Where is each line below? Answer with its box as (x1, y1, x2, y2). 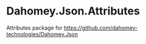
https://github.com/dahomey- (63, 24, 138, 31)
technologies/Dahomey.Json (6, 30, 78, 37)
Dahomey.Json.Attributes (6, 4, 140, 18)
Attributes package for (6, 24, 63, 31)
